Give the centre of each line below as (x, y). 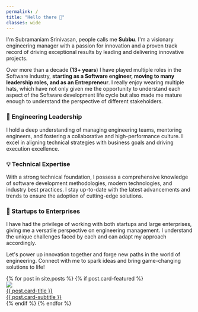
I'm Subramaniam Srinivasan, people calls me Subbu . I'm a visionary (90, 40)
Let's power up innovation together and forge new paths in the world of (93, 254)
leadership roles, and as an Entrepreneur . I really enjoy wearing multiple (95, 82)
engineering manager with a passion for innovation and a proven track (92, 46)
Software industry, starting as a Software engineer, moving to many (90, 76)
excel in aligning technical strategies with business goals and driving (90, 142)
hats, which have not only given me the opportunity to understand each (93, 89)
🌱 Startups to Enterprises (43, 211)
